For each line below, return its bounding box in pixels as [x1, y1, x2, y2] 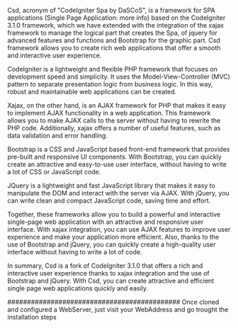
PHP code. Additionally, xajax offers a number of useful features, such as [7, 124, 221, 132]
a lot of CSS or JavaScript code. [7, 168, 101, 176]
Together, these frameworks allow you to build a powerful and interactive [7, 210, 221, 218]
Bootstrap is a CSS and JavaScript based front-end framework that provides [7, 145, 230, 153]
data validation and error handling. [7, 131, 108, 140]
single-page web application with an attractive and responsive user [7, 217, 204, 226]
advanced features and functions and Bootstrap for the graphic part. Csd [7, 36, 221, 45]
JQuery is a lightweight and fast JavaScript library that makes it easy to [7, 181, 216, 190]
